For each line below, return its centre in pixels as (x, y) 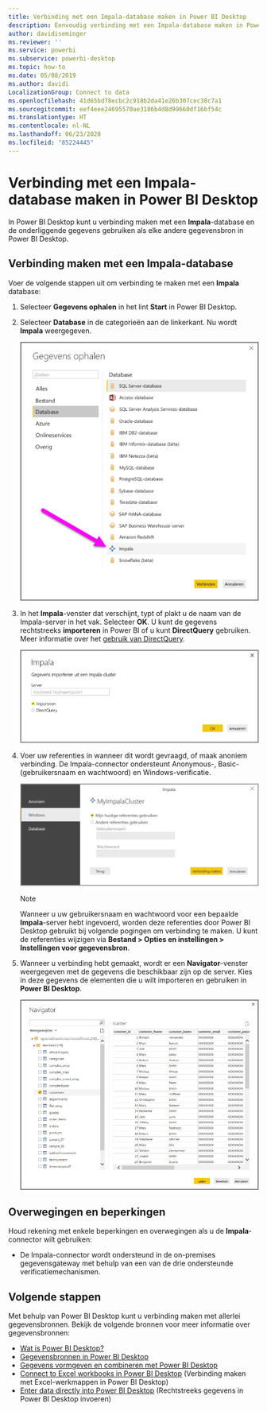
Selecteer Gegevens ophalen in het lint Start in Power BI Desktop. (128, 307)
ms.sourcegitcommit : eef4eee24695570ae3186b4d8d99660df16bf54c (115, 109)
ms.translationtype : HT (48, 118)
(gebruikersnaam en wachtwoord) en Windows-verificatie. (115, 773)
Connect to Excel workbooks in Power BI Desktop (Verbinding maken (133, 1374)
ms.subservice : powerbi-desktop (62, 59)
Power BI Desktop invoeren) (66, 1399)
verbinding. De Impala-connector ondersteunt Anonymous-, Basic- (130, 764)
